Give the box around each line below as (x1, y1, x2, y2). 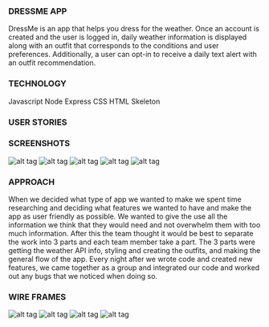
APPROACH (8, 176, 55, 187)
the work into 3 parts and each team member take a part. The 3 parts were (8, 237, 255, 247)
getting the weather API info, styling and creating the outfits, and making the (8, 246, 261, 255)
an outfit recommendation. (8, 58, 96, 67)
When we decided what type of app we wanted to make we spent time (8, 194, 243, 204)
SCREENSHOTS (8, 138, 71, 149)
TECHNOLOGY (8, 78, 67, 89)
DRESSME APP (8, 6, 67, 17)
